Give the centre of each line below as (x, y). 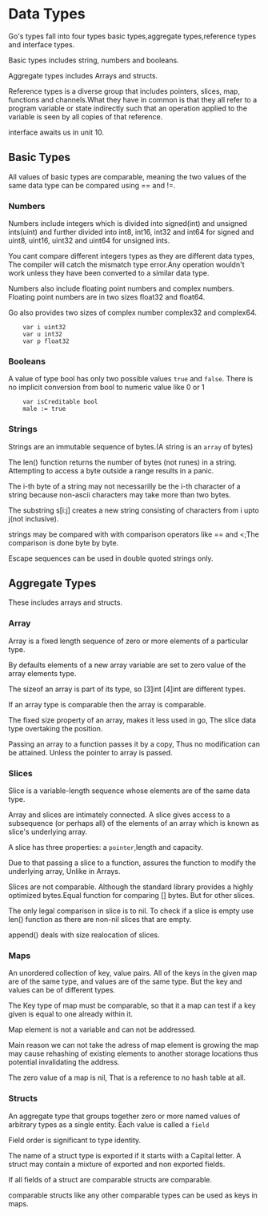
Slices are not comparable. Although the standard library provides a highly (131, 887)
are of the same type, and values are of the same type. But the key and (125, 981)
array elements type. (42, 673)
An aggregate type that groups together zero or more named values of (124, 1116)
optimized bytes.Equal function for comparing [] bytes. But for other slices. (132, 896)
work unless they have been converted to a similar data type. (109, 273)
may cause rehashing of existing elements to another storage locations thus (133, 1053)
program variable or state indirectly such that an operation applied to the (128, 108)
